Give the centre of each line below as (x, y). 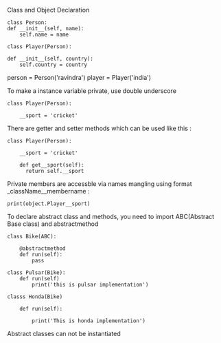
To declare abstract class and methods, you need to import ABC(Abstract (111, 217)
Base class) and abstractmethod (53, 224)
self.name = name (44, 34)
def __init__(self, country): (50, 59)
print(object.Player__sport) (49, 204)
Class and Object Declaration (48, 10)
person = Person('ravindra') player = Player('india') (79, 77)
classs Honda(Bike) (35, 297)
